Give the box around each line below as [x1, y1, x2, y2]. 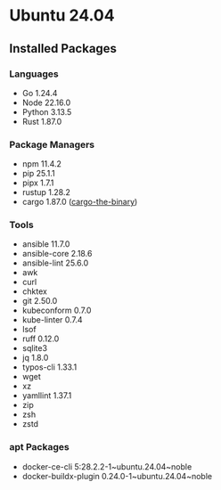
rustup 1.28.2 [21, 187, 71, 198]
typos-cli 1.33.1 [21, 362, 78, 372]
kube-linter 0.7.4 [21, 314, 83, 325]
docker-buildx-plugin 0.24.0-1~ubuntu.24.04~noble [21, 470, 212, 481]
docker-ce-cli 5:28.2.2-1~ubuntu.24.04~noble [21, 461, 192, 472]
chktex [21, 286, 47, 297]
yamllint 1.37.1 [21, 390, 72, 401]
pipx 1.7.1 [21, 177, 54, 188]
